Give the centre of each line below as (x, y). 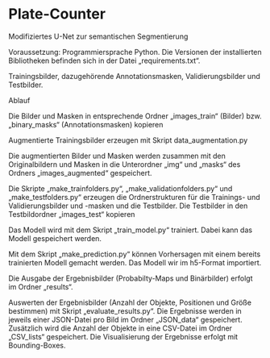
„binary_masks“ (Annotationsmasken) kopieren (86, 124)
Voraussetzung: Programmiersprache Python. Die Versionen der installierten (135, 52)
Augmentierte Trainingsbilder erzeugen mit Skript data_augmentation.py (128, 140)
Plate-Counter (57, 14)
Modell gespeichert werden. (55, 238)
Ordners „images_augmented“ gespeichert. (80, 173)
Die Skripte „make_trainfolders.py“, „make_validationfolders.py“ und (120, 188)
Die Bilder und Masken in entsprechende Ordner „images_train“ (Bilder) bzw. (135, 116)
